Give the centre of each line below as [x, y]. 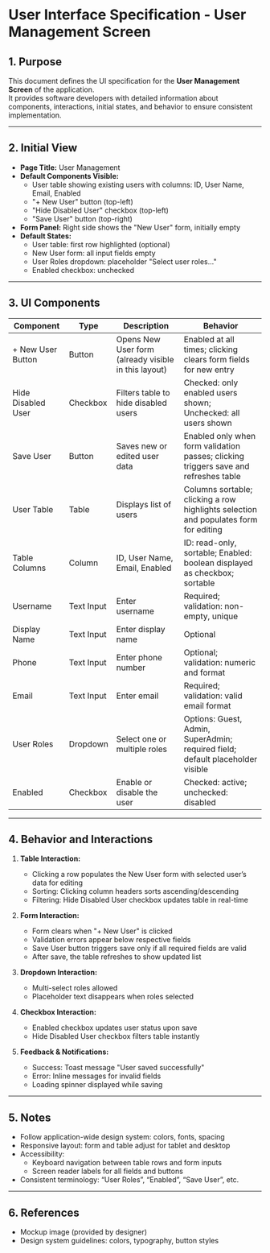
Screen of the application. [51, 89]
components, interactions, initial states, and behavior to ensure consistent [131, 107]
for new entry [209, 370]
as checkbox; [209, 573]
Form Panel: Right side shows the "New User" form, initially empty [130, 227]
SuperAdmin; [208, 738]
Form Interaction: [49, 916]
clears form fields [217, 359]
